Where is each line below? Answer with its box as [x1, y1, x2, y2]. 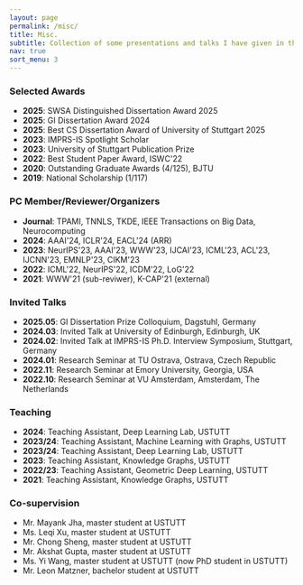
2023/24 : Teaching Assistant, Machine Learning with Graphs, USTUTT [22, 436, 287, 447]
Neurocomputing [22, 225, 86, 236]
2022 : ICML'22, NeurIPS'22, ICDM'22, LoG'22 [22, 264, 195, 274]
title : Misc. [9, 30, 59, 39]
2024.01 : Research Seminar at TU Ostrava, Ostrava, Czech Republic [22, 354, 277, 366]
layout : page [9, 13, 59, 23]
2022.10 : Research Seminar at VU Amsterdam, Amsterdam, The [22, 374, 260, 385]
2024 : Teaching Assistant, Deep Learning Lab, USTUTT [22, 426, 231, 438]
